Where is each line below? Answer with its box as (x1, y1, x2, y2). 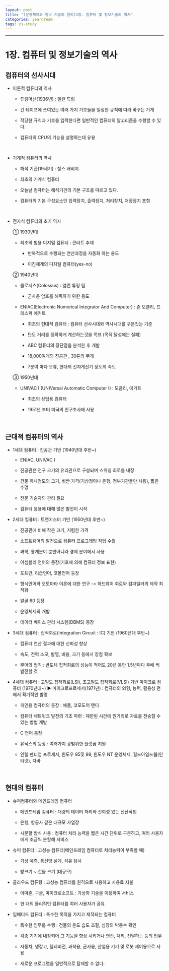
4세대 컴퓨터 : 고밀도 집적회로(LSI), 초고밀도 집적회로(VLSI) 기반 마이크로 (12, 679, 156, 685)
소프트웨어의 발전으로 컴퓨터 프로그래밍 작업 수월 (20, 538, 116, 544)
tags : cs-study (5, 21, 37, 27)
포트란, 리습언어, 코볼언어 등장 (20, 570, 79, 576)
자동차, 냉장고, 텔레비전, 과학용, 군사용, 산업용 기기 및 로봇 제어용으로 (20, 943, 155, 949)
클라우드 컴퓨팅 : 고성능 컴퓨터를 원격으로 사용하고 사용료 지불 (12, 879, 134, 885)
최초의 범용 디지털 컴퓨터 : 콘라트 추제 (20, 240, 94, 246)
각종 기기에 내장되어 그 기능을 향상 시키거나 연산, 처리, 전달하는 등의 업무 (20, 933, 162, 939)
